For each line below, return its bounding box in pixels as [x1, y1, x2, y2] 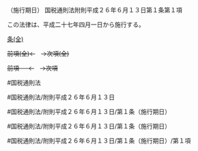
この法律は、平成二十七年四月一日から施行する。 [7, 20, 145, 29]
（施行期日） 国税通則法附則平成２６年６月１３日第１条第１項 [7, 6, 182, 14]
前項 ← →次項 [7, 64, 58, 72]
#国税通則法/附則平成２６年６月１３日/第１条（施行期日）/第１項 [7, 137, 191, 145]
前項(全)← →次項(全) [7, 50, 70, 57]
